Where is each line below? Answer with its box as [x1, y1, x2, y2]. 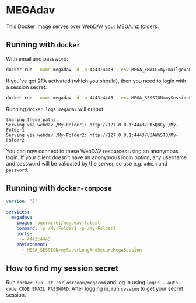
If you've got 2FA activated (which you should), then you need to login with [6, 77, 187, 84]
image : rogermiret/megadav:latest [16, 220, 100, 226]
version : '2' [6, 198, 38, 205]
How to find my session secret [6, 263, 118, 273]
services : [6, 209, 30, 215]
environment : [16, 242, 48, 247]
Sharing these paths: [6, 116, 59, 123]
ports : [16, 230, 33, 237]
